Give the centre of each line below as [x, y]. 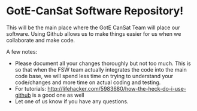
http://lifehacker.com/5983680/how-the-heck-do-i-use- [117, 88]
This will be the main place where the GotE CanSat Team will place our [93, 27]
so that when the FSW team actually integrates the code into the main [101, 69]
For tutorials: [31, 88]
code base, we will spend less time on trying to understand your [94, 76]
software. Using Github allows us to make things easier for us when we [94, 33]
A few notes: [22, 51]
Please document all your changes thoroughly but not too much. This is [103, 63]
